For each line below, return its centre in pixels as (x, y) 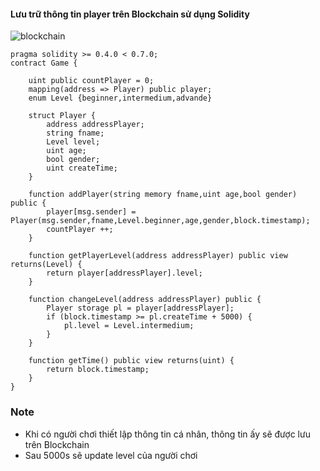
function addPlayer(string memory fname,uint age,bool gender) (163, 195)
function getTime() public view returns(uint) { (131, 361)
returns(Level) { (46, 265)
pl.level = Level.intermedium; (129, 326)
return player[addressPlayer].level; (124, 273)
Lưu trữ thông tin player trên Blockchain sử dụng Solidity (130, 14)
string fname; (75, 133)
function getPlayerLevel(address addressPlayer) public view (158, 256)
